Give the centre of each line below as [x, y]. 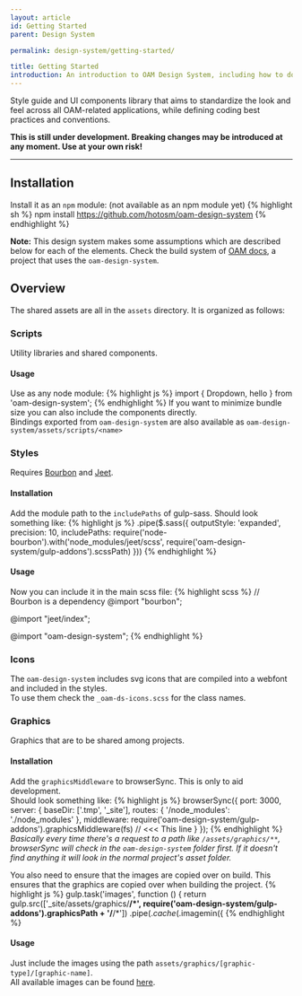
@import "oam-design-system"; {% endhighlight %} [107, 636]
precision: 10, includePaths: [60, 532]
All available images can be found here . [83, 982]
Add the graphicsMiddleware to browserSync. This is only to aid [127, 781]
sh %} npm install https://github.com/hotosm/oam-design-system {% [138, 214]
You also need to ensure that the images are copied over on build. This [141, 875]
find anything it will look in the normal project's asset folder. [121, 857]
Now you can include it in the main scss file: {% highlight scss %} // [135, 591]
